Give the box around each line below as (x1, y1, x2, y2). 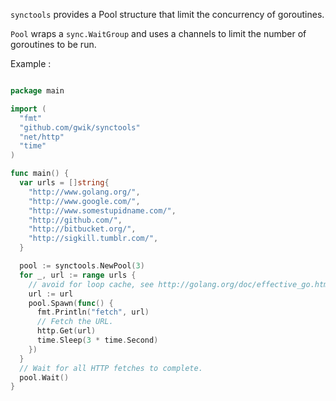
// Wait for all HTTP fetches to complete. (19, 363, 203, 373)
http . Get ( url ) (36, 326, 97, 336)
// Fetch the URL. (36, 317, 114, 327)
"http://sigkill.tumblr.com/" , (28, 234, 159, 244)
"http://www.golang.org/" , (28, 187, 141, 197)
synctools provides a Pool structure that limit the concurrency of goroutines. (10, 9, 325, 20)
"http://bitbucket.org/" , (28, 224, 137, 234)
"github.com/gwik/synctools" (19, 122, 141, 133)
